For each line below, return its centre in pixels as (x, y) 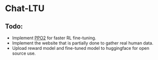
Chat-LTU (25, 8)
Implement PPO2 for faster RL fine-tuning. (54, 38)
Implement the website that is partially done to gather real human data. (83, 43)
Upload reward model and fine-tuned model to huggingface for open (80, 48)
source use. (24, 53)
